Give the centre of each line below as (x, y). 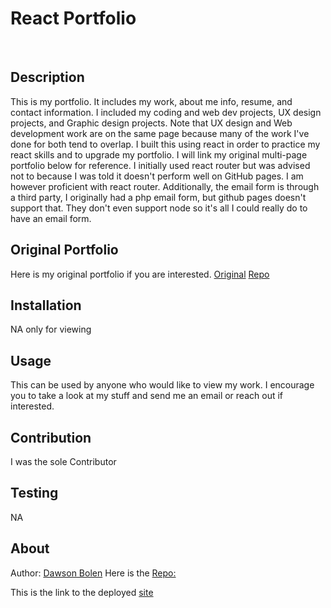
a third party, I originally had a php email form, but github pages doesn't (158, 197)
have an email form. (51, 218)
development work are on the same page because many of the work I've (160, 133)
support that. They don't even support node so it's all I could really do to (159, 208)
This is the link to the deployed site (82, 592)
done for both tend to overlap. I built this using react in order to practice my (165, 144)
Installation (46, 305)
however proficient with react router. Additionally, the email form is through (165, 186)
